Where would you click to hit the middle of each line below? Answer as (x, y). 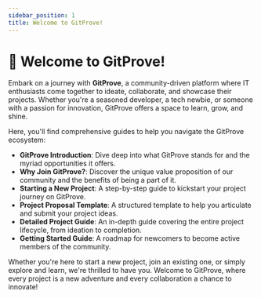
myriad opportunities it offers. (67, 164)
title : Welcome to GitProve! (56, 23)
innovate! (23, 287)
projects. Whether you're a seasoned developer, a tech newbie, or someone (130, 100)
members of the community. (65, 247)
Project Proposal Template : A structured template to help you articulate (136, 205)
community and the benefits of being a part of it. (98, 180)
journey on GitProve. (53, 197)
